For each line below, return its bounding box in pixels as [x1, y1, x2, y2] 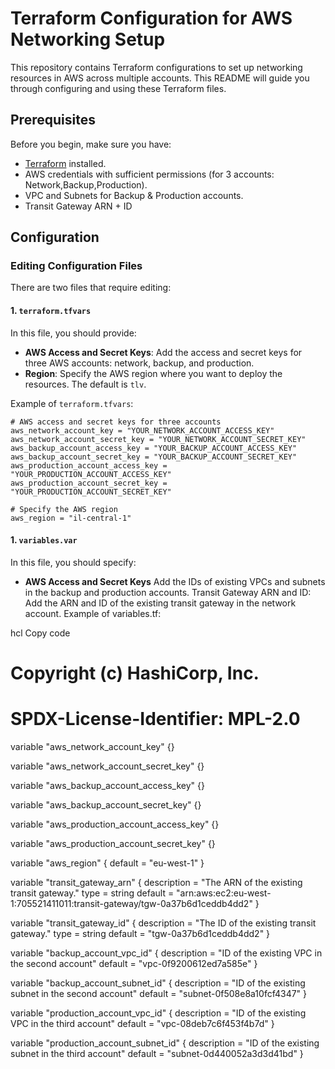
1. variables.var [10, 534, 78, 546]
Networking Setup [10, 28, 166, 51]
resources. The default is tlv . [24, 378, 147, 390]
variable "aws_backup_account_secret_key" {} [10, 798, 202, 811]
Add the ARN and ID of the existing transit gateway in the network [24, 597, 297, 609]
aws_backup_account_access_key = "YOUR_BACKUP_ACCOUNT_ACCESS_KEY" [10, 443, 298, 453]
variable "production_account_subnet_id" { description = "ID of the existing [10, 1037, 320, 1049]
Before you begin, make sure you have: [10, 138, 172, 150]
